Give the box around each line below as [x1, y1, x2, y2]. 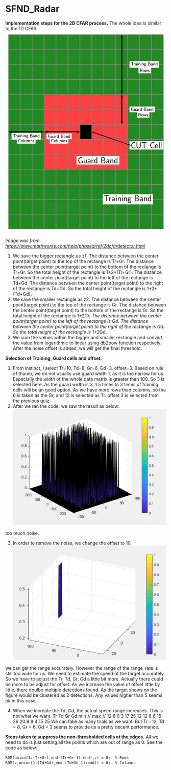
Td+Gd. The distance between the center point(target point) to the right [12, 280, 163, 286]
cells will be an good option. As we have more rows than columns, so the [12, 387, 166, 393]
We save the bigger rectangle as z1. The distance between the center [12, 253, 159, 259]
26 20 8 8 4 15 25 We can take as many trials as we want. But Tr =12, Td [12, 718, 164, 724]
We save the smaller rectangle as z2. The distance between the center [12, 296, 161, 302]
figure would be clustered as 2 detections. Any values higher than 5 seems [5, 692, 163, 698]
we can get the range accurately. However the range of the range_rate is [5, 665, 158, 671]
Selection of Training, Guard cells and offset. [5, 355, 102, 361]
